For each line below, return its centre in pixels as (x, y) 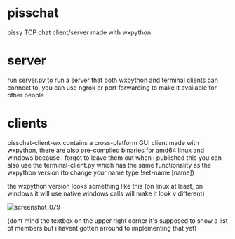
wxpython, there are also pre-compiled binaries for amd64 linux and (106, 150)
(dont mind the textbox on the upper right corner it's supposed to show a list (117, 220)
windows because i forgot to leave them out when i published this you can (115, 157)
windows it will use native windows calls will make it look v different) (106, 193)
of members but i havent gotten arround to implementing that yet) (102, 228)
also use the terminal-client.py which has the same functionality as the (109, 165)
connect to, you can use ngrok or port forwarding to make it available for (112, 87)
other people (26, 95)
